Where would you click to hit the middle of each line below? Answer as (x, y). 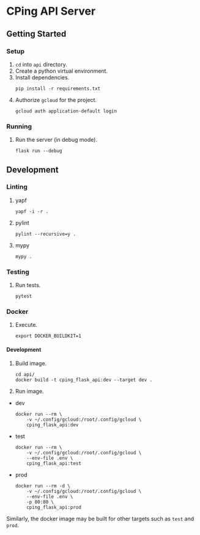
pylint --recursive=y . (46, 234)
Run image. (29, 391)
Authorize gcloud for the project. (56, 100)
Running (19, 126)
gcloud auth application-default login (66, 111)
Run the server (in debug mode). (56, 140)
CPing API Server (51, 11)
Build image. (31, 363)
